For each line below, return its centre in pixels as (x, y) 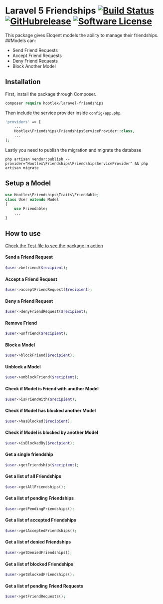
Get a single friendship (29, 454)
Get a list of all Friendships (33, 476)
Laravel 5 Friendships (51, 11)
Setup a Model (28, 183)
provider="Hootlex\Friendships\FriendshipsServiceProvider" (69, 164)
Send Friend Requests (35, 50)
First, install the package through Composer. (51, 94)
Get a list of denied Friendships (38, 542)
